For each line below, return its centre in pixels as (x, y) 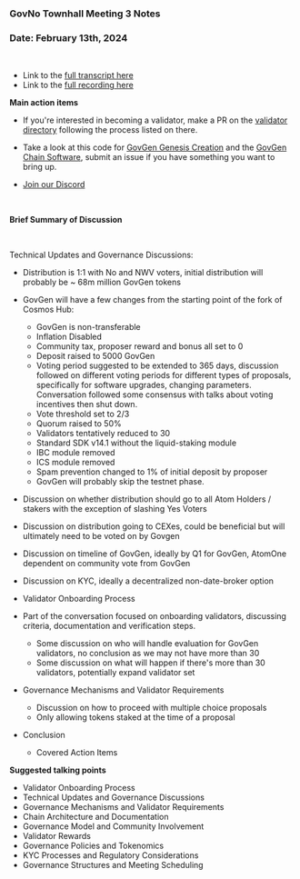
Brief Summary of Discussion (66, 220)
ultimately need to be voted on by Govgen (101, 536)
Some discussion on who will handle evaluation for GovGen (147, 644)
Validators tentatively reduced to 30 (103, 434)
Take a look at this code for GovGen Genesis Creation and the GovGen (155, 147)
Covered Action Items (77, 753)
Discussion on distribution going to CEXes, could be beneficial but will (154, 526)
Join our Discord (54, 185)
